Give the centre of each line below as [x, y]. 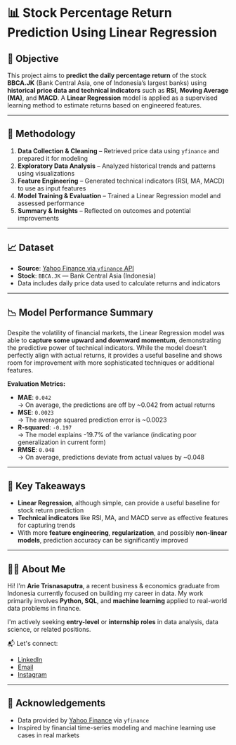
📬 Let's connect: [33, 644]
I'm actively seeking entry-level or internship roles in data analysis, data [113, 622]
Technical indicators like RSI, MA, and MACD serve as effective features [123, 518]
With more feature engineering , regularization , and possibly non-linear [122, 533]
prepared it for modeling [53, 158]
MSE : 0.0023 [35, 413]
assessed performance [51, 203]
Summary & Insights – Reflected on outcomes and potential [104, 210]
